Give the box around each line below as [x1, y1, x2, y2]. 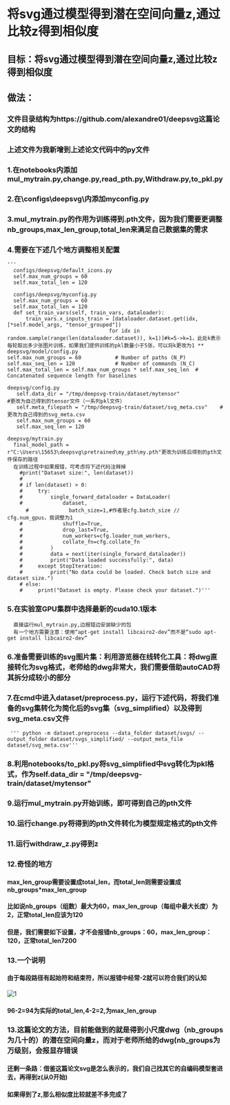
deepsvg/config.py [7, 384, 60, 391]
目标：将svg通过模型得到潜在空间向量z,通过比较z [7, 53, 218, 65]
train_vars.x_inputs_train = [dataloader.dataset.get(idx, [25, 315, 198, 322]
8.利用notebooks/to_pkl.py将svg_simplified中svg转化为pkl [7, 759, 208, 769]
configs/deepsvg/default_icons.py [13, 267, 112, 273]
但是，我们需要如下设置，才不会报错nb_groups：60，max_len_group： [7, 928, 212, 936]
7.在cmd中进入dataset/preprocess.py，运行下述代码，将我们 [7, 693, 212, 703]
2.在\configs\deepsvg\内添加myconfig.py [7, 194, 149, 204]
